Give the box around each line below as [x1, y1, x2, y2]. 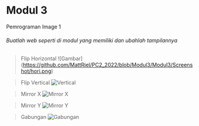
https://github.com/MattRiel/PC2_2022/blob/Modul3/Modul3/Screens [23, 62, 193, 69]
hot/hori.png [20, 67, 52, 75]
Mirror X [20, 91, 42, 98]
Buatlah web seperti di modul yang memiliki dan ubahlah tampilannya [6, 37, 178, 44]
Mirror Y [20, 102, 42, 109]
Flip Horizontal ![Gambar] [20, 55, 83, 62]
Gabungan [20, 114, 46, 121]
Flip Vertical [20, 79, 50, 86]
